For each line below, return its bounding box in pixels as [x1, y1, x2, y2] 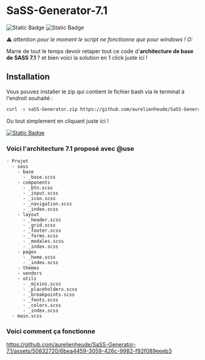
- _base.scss [22, 174, 56, 180]
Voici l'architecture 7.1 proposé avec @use [6, 144, 134, 153]
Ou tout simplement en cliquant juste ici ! [6, 117, 109, 124]
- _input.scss [22, 190, 59, 196]
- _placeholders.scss [22, 286, 78, 292]
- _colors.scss [22, 302, 62, 308]
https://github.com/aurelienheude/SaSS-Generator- [6, 341, 136, 348]
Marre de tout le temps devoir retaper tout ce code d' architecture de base [6, 47, 194, 55]
